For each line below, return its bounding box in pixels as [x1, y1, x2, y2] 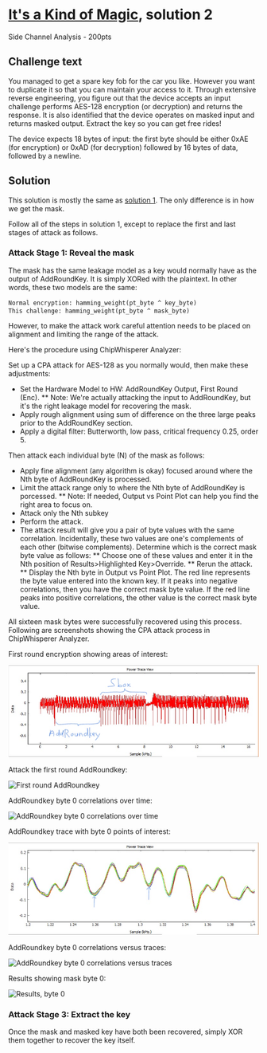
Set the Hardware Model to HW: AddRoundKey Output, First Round [19, 384, 238, 394]
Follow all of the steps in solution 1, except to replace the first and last [8, 219, 236, 229]
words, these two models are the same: [8, 282, 137, 292]
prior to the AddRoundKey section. [19, 418, 133, 427]
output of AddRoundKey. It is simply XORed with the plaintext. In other [8, 273, 238, 284]
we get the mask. [8, 203, 65, 213]
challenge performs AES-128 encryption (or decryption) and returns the [8, 101, 243, 111]
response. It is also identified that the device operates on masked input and [8, 110, 255, 120]
